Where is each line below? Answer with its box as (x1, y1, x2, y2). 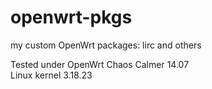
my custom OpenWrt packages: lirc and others (10, 39, 202, 51)
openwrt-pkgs (10, 6, 133, 29)
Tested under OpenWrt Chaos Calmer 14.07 (10, 58, 190, 70)
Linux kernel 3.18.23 (10, 69, 93, 81)
